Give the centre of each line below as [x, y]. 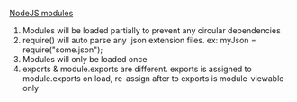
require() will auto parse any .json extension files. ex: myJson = [139, 40]
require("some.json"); [63, 50]
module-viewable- [253, 79]
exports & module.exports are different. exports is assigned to [137, 69]
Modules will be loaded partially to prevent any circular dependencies [151, 30]
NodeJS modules [41, 13]
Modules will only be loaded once [85, 59]
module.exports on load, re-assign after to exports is [120, 79]
